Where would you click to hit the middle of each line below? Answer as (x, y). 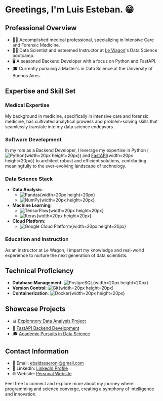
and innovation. (21, 394)
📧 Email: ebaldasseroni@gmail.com (48, 363)
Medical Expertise (27, 105)
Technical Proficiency (40, 271)
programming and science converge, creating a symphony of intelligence (80, 389)
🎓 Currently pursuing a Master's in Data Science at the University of (82, 69)
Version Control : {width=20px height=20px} (63, 288)
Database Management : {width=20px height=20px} (80, 283)
